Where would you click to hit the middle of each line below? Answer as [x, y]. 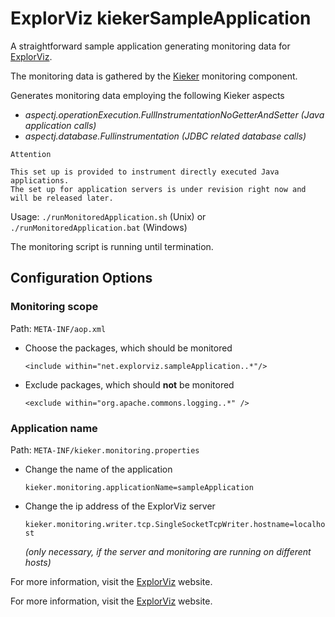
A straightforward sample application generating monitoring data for [150, 46]
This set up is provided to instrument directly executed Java [145, 172]
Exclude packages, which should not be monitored [129, 384]
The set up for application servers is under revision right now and [158, 189]
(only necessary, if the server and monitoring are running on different [168, 551]
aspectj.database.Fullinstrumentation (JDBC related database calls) [165, 136]
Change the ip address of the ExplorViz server [120, 506]
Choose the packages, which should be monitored [128, 348]
